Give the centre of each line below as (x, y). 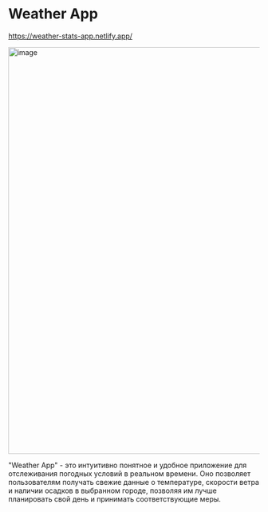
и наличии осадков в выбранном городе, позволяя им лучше (112, 490)
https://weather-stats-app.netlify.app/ (71, 36)
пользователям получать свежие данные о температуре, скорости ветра (134, 482)
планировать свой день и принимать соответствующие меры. (115, 498)
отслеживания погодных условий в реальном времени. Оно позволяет (130, 473)
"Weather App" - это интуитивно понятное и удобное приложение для (128, 465)
